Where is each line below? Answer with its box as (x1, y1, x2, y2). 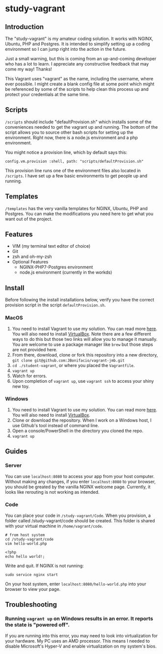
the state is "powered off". (5, 621, 70, 628)
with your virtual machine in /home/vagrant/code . (5, 523, 103, 529)
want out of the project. (5, 216, 53, 222)
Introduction (5, 23, 44, 31)
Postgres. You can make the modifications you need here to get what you (5, 211, 154, 217)
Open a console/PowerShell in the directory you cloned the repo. (12, 428, 144, 434)
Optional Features (12, 259, 49, 265)
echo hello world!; (5, 554, 45, 559)
